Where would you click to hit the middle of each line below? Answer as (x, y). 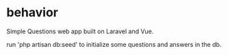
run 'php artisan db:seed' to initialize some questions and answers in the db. (114, 44)
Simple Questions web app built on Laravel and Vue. (80, 31)
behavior (33, 13)
